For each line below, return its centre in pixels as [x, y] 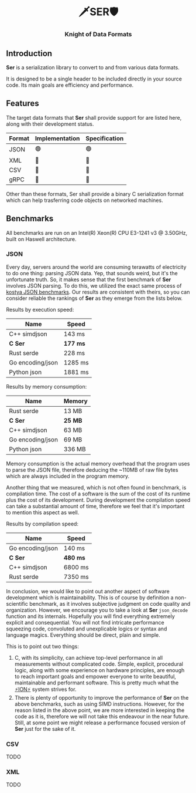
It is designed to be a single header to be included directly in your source [94, 79]
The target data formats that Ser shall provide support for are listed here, [94, 117]
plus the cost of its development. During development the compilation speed [98, 500]
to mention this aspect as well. [43, 512]
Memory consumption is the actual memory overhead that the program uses [98, 463]
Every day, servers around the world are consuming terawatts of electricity [96, 267]
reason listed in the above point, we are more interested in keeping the [99, 710]
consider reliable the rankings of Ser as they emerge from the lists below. [94, 298]
